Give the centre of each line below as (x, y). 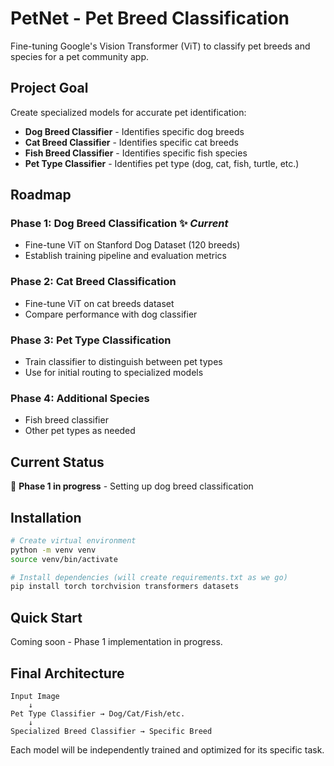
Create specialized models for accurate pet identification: (128, 112)
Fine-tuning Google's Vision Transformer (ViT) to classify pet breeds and (160, 46)
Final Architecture (67, 673)
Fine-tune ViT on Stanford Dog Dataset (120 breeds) (132, 245)
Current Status (57, 462)
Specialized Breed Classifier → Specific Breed (111, 731)
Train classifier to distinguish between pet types (123, 362)
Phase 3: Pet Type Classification (91, 340)
